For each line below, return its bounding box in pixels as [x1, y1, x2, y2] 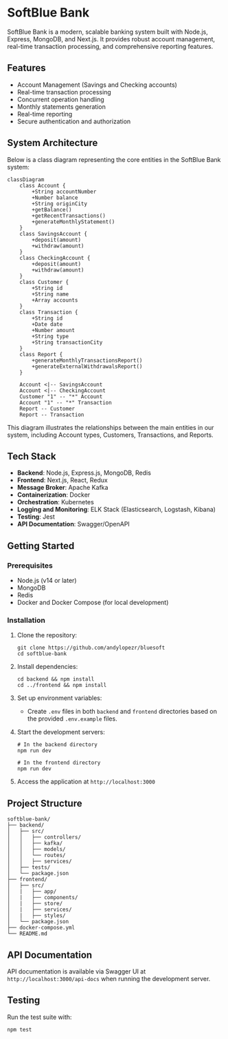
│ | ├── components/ [7, 894, 78, 901]
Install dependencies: [16, 663, 78, 671]
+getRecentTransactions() [32, 212, 106, 219]
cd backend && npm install [16, 676, 95, 683]
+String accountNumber [32, 188, 97, 195]
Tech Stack [7, 450, 56, 462]
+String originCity [32, 200, 88, 207]
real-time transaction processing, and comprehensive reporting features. [7, 42, 214, 50]
